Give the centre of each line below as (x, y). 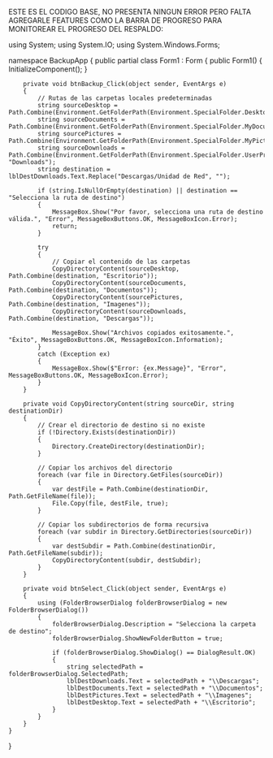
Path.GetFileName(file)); (52, 496)
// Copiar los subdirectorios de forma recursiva (123, 525)
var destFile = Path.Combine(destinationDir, (130, 489)
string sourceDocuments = (82, 119)
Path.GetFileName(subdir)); (56, 553)
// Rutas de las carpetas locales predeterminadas (125, 98)
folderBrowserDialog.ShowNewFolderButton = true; (137, 639)
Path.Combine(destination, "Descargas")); (81, 318)
